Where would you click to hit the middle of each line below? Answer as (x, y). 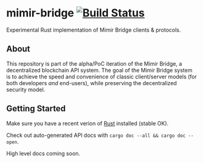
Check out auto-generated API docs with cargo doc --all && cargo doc (96, 135)
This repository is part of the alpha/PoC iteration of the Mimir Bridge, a (94, 63)
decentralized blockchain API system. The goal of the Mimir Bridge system (99, 70)
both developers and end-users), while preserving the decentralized (92, 83)
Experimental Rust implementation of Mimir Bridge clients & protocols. (94, 30)
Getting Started (36, 109)
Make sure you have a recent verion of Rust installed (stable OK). (87, 123)
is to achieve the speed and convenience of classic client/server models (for (101, 77)
